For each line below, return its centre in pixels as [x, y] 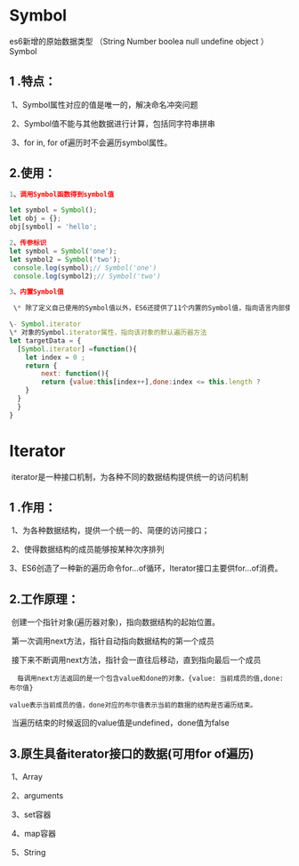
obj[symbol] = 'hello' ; [53, 227]
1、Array [27, 777]
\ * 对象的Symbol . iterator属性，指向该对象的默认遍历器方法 [108, 333]
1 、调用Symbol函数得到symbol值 [62, 194]
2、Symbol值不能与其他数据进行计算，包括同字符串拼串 [113, 123]
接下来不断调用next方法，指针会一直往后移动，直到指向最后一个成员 [136, 660]
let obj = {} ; [36, 219]
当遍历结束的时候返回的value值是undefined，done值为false [120, 723]
